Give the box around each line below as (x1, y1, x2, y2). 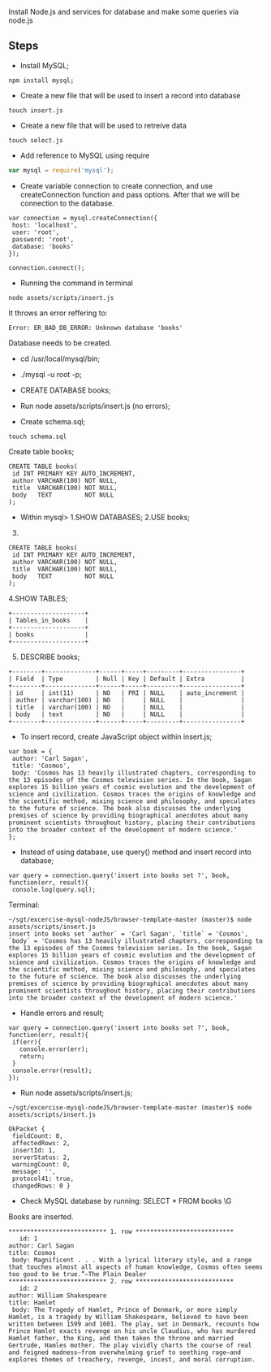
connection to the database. (19, 198, 115, 208)
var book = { (8, 747, 53, 755)
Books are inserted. (8, 1211, 74, 1222)
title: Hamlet (8, 1298, 57, 1307)
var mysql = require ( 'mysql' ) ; (8, 166, 114, 174)
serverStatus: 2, (11, 1153, 71, 1161)
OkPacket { (8, 1125, 45, 1133)
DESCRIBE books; (19, 652, 80, 662)
